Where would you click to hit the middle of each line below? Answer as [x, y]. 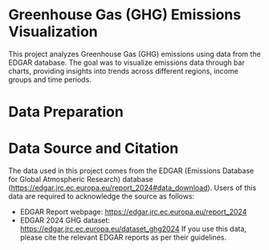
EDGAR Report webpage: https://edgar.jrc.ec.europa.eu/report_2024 [133, 212]
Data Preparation [66, 112]
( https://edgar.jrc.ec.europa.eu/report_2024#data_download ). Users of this [132, 188]
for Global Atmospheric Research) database [81, 179]
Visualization [53, 32]
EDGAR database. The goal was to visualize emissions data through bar [126, 62]
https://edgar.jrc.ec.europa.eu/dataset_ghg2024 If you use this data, [133, 229]
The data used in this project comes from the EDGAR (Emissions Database [131, 171]
